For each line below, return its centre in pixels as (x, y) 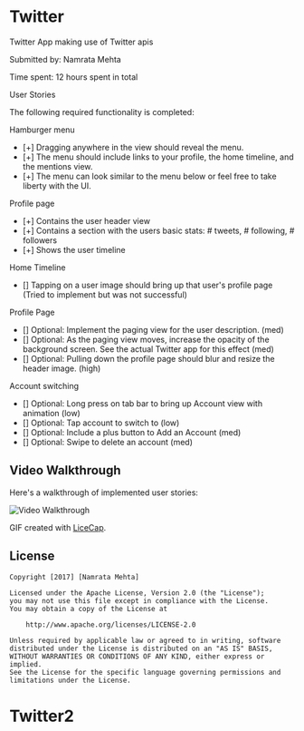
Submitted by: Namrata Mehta (66, 59)
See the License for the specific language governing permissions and (145, 672)
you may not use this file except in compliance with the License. (139, 600)
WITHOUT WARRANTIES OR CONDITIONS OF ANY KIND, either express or (137, 656)
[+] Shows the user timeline (74, 249)
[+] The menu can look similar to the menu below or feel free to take (150, 176)
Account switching (44, 385)
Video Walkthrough (65, 470)
